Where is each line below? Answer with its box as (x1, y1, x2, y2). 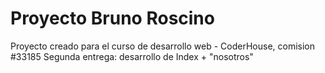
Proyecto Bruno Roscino (10, 7, 215, 30)
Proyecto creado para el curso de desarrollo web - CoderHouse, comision (10, 40, 316, 52)
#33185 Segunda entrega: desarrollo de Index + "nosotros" (10, 50, 254, 62)
